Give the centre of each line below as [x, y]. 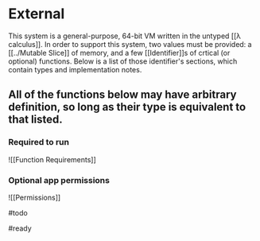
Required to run [39, 142]
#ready [20, 228]
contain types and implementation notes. [75, 69]
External [37, 14]
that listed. [36, 120]
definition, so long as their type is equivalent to [127, 107]
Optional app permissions [59, 180]
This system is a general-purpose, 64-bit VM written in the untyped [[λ [124, 36]
